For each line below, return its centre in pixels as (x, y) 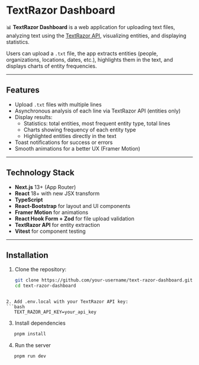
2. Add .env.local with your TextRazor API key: (67, 302)
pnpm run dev (30, 356)
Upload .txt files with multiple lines (58, 104)
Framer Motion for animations (52, 212)
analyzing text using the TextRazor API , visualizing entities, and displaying (96, 36)
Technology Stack (40, 173)
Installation (27, 255)
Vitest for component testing (50, 231)
